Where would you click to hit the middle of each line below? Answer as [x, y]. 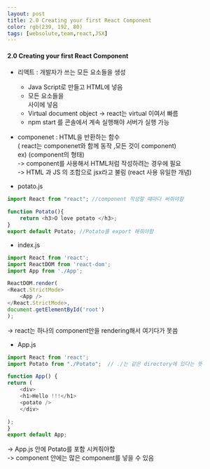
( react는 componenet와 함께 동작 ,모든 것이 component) [97, 146]
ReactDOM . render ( [33, 284]
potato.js [30, 186]
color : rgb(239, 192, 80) [45, 27]
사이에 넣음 [43, 105]
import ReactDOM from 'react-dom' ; [59, 264]
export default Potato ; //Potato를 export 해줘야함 [80, 231]
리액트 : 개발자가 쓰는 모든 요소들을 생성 [71, 72]
